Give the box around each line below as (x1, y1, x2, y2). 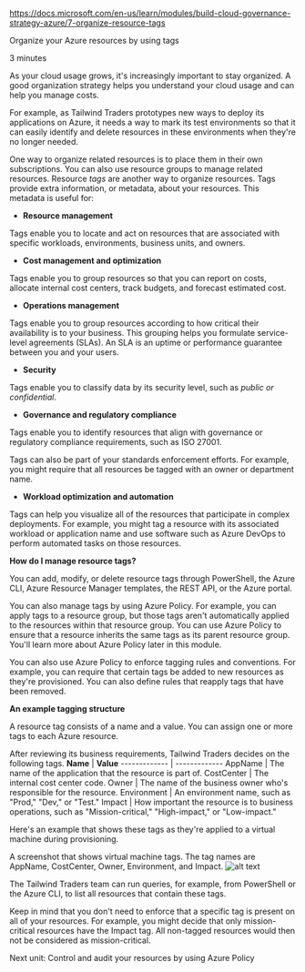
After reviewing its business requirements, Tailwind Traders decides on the (9, 748, 290, 759)
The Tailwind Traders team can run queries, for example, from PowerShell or (9, 878, 296, 889)
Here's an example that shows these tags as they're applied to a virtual (9, 824, 276, 835)
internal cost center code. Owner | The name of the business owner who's (9, 777, 289, 788)
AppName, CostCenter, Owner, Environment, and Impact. (9, 861, 224, 872)
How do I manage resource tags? (9, 555, 137, 566)
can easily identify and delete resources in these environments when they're (9, 127, 296, 137)
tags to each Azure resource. (9, 731, 118, 741)
